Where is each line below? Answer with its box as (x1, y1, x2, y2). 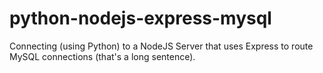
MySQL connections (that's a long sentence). (9, 50, 196, 62)
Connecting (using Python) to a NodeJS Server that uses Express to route (9, 40, 314, 52)
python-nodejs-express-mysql (9, 7, 272, 30)
